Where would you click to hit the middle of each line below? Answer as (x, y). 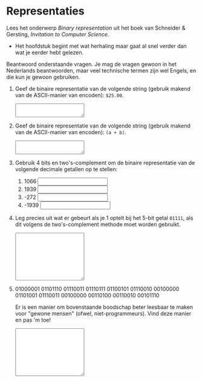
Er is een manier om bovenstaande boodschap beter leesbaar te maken (104, 307)
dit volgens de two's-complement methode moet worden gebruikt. (98, 224)
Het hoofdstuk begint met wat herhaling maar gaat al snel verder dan (101, 46)
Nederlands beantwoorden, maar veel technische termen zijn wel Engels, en (101, 70)
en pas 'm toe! (33, 320)
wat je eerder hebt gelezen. (49, 52)
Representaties (45, 11)
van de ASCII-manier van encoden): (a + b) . (71, 132)
